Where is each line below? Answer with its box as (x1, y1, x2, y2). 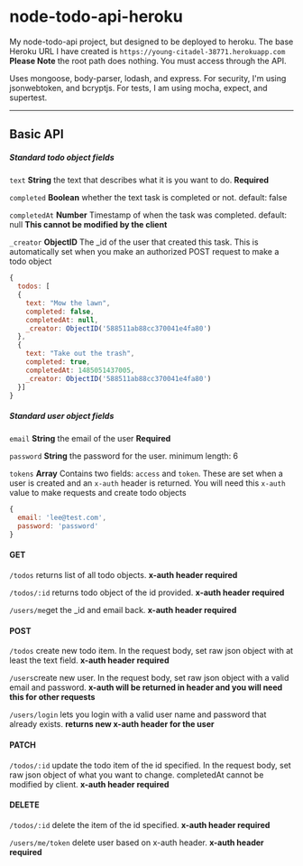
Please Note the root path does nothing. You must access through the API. (9, 55, 287, 66)
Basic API (9, 126, 65, 142)
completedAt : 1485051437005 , (25, 366, 135, 375)
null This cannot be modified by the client (9, 219, 168, 230)
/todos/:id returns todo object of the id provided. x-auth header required (9, 587, 285, 598)
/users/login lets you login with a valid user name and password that (9, 709, 267, 720)
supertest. (9, 92, 48, 103)
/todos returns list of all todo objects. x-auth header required (9, 570, 238, 581)
